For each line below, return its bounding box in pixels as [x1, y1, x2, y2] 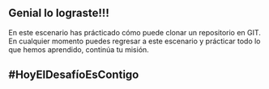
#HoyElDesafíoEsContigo [8, 68, 139, 82]
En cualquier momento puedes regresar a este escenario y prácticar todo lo [8, 36, 261, 46]
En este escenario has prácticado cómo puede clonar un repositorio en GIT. [8, 27, 262, 37]
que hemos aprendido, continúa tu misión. [8, 44, 150, 55]
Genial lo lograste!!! [8, 6, 109, 20]
